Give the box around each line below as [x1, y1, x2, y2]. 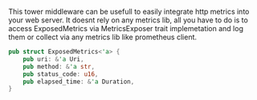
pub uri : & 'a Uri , [22, 55, 84, 63]
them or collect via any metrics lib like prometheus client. [8, 32, 198, 42]
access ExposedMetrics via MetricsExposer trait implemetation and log [8, 24, 243, 33]
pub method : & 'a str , [22, 62, 95, 70]
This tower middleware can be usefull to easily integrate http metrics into [8, 7, 250, 16]
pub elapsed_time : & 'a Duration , [22, 78, 135, 86]
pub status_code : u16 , [22, 70, 99, 78]
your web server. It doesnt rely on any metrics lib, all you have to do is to [8, 15, 249, 25]
